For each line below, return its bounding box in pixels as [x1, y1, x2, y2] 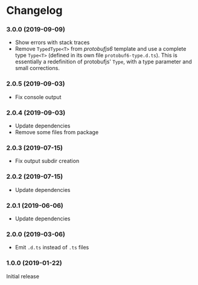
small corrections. [14, 65, 60, 72]
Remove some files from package [14, 129, 99, 136]
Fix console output [14, 93, 62, 100]
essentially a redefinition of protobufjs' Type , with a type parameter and [14, 58, 192, 65]
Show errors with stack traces [14, 39, 90, 46]
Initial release [6, 272, 39, 280]
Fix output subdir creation [14, 158, 80, 165]
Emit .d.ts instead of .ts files [14, 244, 89, 251]
